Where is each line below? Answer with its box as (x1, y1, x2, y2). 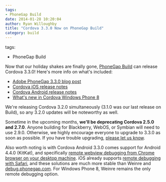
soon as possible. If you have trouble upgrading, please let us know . (5, 135, 145, 141)
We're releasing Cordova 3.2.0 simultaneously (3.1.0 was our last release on (5, 104, 161, 110)
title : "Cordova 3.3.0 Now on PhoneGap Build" (5, 26, 104, 31)
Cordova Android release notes (12, 89, 77, 95)
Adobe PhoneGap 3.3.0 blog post (12, 78, 81, 84)
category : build (5, 30, 39, 35)
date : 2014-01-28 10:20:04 (5, 16, 61, 21)
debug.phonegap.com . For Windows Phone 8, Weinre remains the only (5, 166, 151, 172)
